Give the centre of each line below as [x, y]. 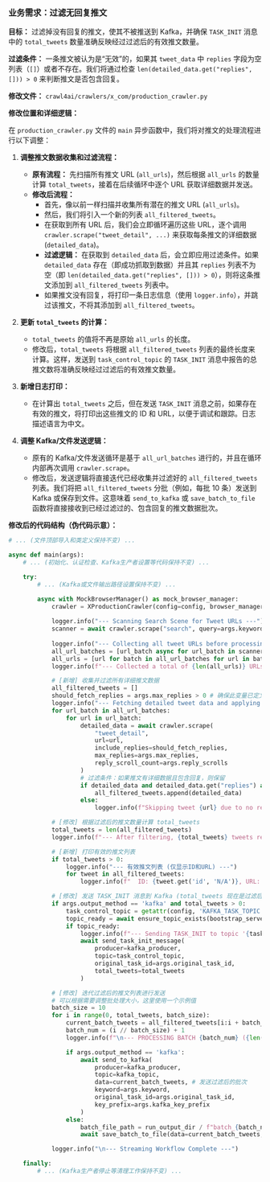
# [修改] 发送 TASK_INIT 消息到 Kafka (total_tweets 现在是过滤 [154, 897]
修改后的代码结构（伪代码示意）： [63, 525]
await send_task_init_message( [132, 941]
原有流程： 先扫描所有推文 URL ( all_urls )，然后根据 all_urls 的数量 [145, 174]
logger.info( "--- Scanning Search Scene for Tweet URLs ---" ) [157, 622]
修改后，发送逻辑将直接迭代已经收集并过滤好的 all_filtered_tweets [145, 478]
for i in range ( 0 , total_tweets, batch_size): [131, 1016]
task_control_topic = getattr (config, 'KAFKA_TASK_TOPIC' [165, 911]
